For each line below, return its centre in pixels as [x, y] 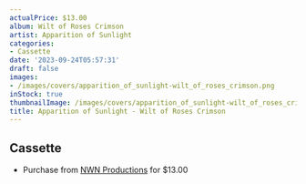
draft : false [34, 69]
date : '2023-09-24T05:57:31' [65, 60]
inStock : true [36, 94]
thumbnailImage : [40, 102]
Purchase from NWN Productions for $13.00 [105, 170]
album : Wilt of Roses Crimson [67, 26]
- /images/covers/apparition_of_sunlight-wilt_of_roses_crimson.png [142, 86]
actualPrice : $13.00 [49, 18]
